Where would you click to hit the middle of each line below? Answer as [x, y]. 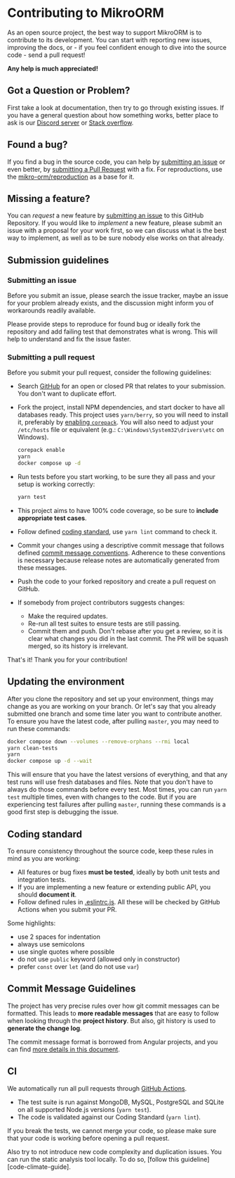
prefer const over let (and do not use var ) [78, 966]
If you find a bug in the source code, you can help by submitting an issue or [116, 161]
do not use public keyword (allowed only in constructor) [99, 959]
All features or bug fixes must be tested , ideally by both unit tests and [118, 872]
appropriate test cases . [52, 518]
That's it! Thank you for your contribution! [67, 659]
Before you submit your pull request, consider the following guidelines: [109, 373]
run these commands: [39, 728]
